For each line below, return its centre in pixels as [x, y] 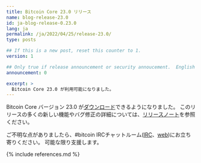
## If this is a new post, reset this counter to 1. [74, 51]
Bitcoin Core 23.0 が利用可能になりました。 [63, 89]
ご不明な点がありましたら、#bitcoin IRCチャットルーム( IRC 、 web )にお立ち [99, 135]
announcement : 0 [26, 73]
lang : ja [17, 29]
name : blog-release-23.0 [37, 17]
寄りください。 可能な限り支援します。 [54, 143]
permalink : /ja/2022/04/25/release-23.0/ [59, 34]
